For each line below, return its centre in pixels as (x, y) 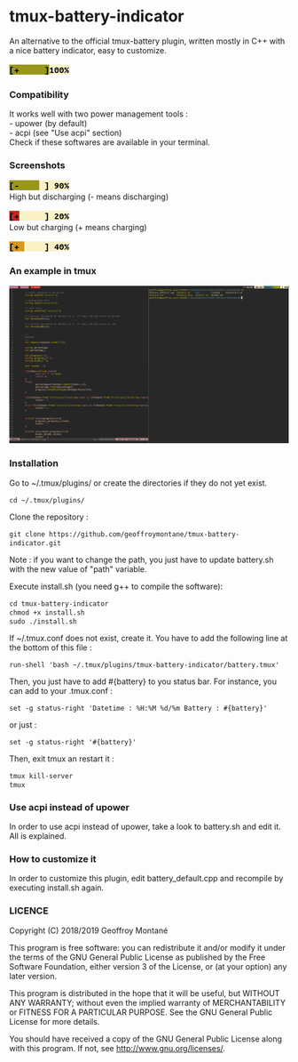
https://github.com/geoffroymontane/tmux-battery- (144, 534)
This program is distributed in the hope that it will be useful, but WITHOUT (145, 993)
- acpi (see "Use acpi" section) (66, 133)
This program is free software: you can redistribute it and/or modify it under (147, 947)
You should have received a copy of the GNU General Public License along (145, 1039)
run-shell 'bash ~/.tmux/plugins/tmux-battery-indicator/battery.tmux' (144, 664)
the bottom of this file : (51, 648)
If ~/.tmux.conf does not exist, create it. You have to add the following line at (149, 638)
